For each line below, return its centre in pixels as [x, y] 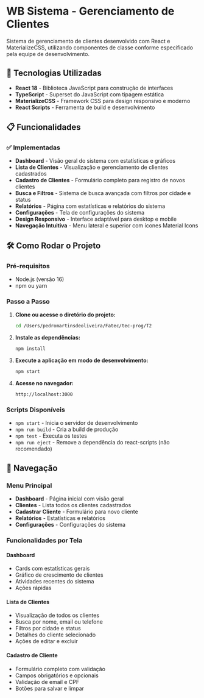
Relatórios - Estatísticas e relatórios [60, 518]
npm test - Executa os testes [51, 436]
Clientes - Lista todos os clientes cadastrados [73, 505]
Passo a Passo [28, 302]
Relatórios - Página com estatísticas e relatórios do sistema [90, 206]
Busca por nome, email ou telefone [59, 622]
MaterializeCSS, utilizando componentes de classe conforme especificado [100, 48]
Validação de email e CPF [47, 682]
